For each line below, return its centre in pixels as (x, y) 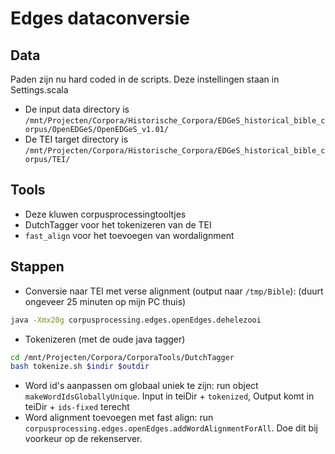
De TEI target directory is (76, 139)
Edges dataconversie (100, 18)
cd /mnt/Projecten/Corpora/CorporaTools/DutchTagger (122, 357)
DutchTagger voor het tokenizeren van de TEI (118, 224)
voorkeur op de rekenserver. (83, 439)
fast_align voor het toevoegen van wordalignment (129, 235)
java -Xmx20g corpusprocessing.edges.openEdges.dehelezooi (136, 320)
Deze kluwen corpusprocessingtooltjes (105, 214)
